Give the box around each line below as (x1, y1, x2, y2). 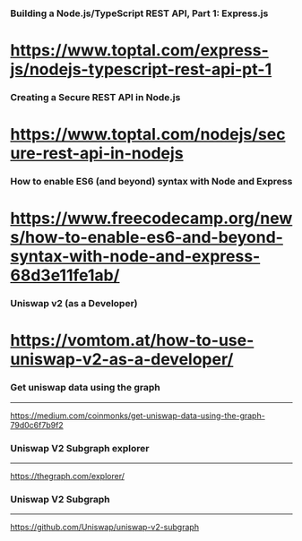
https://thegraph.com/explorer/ (10, 471, 125, 482)
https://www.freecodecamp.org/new (10, 209, 293, 228)
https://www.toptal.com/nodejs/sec (10, 125, 286, 145)
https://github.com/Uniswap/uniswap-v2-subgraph (10, 522, 200, 533)
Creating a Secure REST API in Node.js (10, 91, 181, 104)
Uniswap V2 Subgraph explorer (10, 442, 150, 454)
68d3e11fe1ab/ (10, 265, 120, 286)
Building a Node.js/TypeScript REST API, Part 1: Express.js (10, 7, 269, 20)
